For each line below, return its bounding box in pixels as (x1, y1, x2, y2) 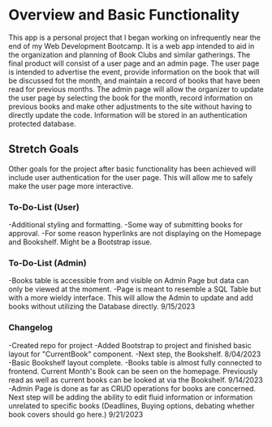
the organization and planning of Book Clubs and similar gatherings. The (8, 50, 251, 59)
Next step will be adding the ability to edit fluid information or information (8, 392, 253, 402)
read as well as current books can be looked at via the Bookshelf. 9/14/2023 (8, 375, 264, 385)
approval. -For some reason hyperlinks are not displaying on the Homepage (8, 229, 261, 239)
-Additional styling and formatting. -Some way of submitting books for (8, 220, 244, 230)
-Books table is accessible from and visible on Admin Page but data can (8, 276, 249, 286)
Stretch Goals (8, 142, 80, 156)
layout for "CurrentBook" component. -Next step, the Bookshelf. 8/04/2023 (8, 349, 261, 359)
